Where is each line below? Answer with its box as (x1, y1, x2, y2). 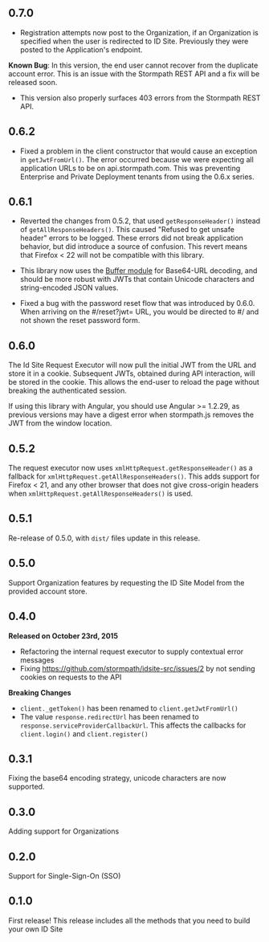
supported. (8, 782, 45, 792)
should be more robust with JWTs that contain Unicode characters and (19, 275, 255, 284)
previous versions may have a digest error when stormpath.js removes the (8, 410, 255, 420)
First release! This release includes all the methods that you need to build (8, 915, 251, 925)
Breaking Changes (8, 687, 71, 697)
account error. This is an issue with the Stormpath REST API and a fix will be (8, 68, 260, 79)
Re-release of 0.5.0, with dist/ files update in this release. (8, 533, 201, 543)
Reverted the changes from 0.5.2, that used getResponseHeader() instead (19, 216, 261, 226)
